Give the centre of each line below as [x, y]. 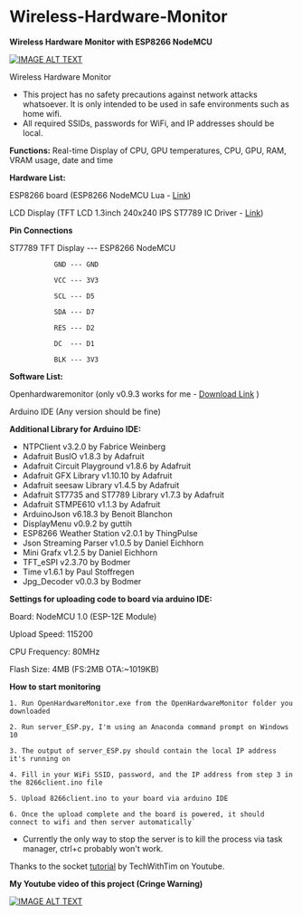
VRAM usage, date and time [61, 159]
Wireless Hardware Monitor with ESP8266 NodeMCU [111, 42]
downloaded [30, 711]
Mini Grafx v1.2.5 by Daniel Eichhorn [90, 552]
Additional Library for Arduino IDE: [75, 429]
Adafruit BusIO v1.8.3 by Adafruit [83, 456]
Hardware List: [38, 178]
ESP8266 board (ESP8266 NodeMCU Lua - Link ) [100, 195]
